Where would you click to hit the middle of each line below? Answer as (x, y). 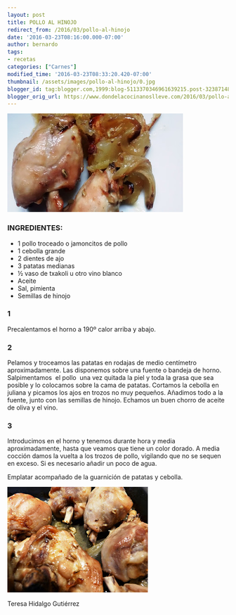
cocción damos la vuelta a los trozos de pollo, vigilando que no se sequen (114, 456)
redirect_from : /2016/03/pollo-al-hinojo (69, 30)
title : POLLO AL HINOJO (42, 22)
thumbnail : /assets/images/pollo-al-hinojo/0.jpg (81, 82)
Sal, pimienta (36, 288)
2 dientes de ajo (41, 258)
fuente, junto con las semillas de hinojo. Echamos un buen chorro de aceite (116, 400)
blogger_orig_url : (34, 96)
